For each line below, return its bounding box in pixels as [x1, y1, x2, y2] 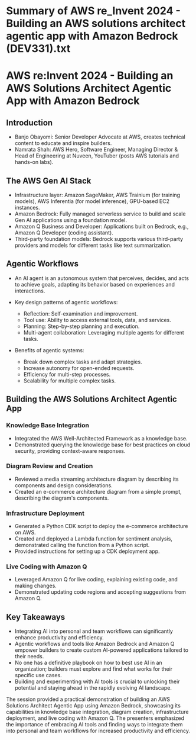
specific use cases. [14, 672, 62, 679]
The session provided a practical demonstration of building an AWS [6, 696, 170, 703]
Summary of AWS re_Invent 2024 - [6, 4, 181, 18]
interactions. [14, 287, 45, 294]
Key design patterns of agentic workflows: [14, 298, 118, 305]
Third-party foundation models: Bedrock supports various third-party [14, 236, 184, 242]
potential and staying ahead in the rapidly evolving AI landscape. [14, 684, 172, 691]
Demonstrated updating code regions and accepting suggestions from [14, 588, 186, 596]
